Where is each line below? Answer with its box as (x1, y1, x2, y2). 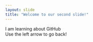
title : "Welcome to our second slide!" (5, 12, 89, 17)
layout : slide (5, 7, 35, 12)
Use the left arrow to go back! (5, 31, 67, 37)
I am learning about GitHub (5, 25, 61, 31)
